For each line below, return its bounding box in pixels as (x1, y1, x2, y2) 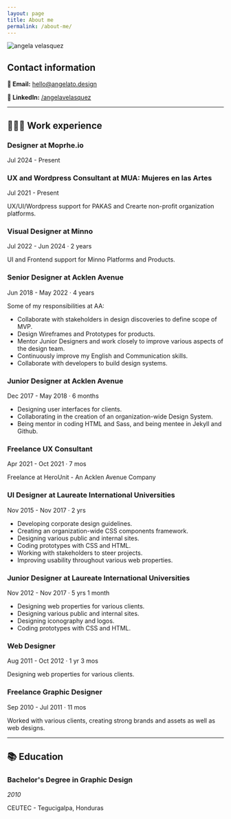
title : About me (7, 17, 54, 23)
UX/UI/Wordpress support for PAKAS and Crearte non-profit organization (7, 202, 214, 211)
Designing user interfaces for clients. (16, 405, 122, 414)
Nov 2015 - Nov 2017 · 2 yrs (7, 506, 86, 514)
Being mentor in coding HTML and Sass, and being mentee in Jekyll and (16, 420, 222, 428)
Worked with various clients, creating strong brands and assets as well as (7, 716, 215, 725)
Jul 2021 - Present (7, 189, 60, 197)
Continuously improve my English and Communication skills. (16, 352, 188, 360)
